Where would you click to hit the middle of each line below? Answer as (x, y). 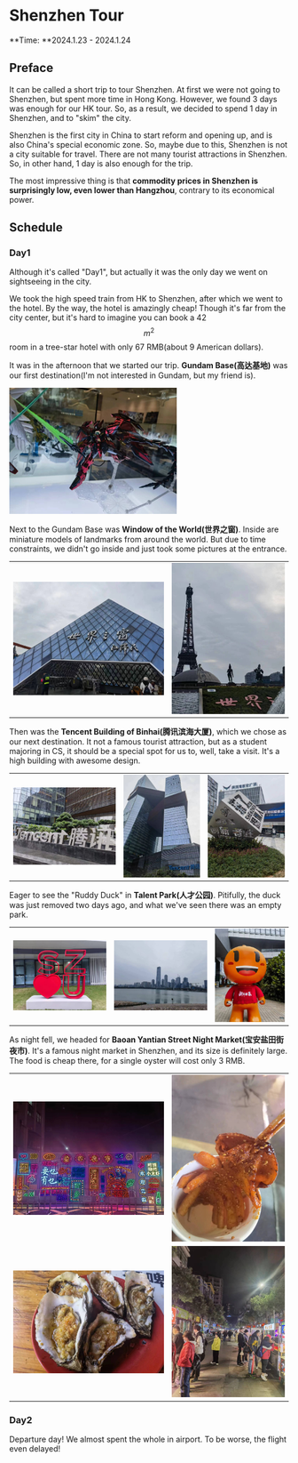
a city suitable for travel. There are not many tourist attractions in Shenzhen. (148, 154)
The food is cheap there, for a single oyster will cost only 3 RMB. (127, 1061)
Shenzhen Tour (67, 16)
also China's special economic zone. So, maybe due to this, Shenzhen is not (149, 144)
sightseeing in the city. (51, 282)
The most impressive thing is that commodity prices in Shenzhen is (134, 181)
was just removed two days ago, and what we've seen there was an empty (145, 905)
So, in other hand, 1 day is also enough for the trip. (101, 163)
